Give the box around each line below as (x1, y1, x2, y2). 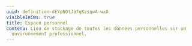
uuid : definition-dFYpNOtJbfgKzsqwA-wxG (6, 8, 109, 15)
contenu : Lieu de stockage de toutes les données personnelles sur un (6, 25, 187, 32)
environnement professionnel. (11, 31, 87, 37)
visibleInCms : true (6, 14, 55, 20)
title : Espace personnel (6, 20, 68, 26)
